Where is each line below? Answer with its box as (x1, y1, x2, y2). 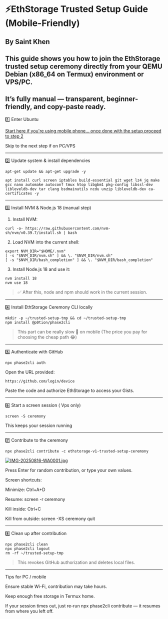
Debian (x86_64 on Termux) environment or (5, 70, 144, 78)
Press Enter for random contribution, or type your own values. (5, 467, 132, 473)
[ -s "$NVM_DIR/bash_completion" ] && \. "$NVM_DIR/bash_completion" (5, 257, 153, 262)
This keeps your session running (5, 422, 72, 428)
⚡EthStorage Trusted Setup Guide (5, 3, 148, 15)
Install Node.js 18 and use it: (12, 266, 70, 272)
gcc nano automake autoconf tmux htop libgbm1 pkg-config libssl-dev (5, 182, 153, 187)
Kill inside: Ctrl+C (5, 505, 41, 512)
